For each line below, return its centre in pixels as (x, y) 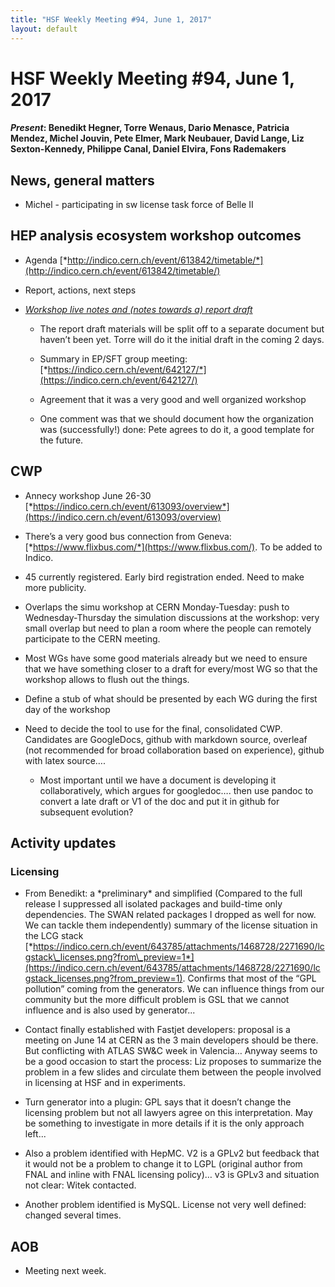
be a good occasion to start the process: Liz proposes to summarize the (173, 1062)
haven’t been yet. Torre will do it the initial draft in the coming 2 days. (182, 339)
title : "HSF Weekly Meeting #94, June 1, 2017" (111, 19)
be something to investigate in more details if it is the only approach (164, 1123)
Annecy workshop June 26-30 (88, 495)
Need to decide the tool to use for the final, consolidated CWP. (153, 728)
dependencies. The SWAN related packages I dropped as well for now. (170, 915)
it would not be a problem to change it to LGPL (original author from (163, 1164)
